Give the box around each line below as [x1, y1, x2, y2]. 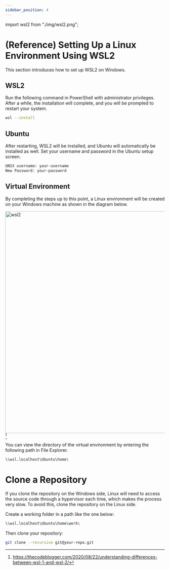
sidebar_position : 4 [5, 7, 49, 13]
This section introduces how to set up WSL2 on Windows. [5, 66, 126, 73]
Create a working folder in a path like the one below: [5, 511, 114, 517]
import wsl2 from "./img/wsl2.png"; [5, 21, 78, 27]
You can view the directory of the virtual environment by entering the [5, 442, 149, 448]
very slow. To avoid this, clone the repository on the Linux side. [5, 502, 137, 508]
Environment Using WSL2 [5, 50, 115, 61]
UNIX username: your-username [5, 163, 69, 169]
